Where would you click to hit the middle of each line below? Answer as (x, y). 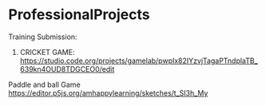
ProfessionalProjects (79, 15)
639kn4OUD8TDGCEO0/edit (67, 69)
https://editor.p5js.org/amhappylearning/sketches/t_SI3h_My (108, 92)
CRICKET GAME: (47, 52)
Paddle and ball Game (45, 84)
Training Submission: (43, 37)
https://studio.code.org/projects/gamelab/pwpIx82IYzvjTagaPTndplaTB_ (139, 61)
